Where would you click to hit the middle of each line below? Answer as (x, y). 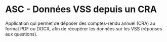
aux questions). (22, 34)
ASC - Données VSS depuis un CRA (81, 9)
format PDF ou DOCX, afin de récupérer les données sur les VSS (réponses (84, 28)
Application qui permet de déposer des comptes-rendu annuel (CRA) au (80, 23)
